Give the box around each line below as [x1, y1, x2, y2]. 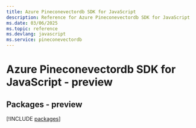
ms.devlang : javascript [6, 31, 66, 37]
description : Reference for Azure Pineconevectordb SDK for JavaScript [6, 14, 190, 20]
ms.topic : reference [6, 25, 58, 32]
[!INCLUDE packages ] [6, 115, 61, 122]
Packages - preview [6, 99, 83, 109]
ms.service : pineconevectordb [6, 37, 83, 43]
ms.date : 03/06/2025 [6, 20, 58, 26]
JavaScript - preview [6, 76, 113, 89]
